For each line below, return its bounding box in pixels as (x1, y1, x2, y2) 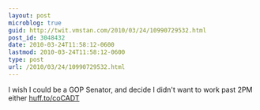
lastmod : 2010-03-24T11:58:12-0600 (8, 48, 126, 56)
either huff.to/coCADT (8, 93, 81, 103)
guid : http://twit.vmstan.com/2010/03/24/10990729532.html (8, 26, 207, 34)
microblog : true (8, 19, 62, 27)
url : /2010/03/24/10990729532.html (8, 63, 126, 71)
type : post (8, 56, 44, 64)
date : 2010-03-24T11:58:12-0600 (8, 41, 115, 49)
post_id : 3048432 (8, 33, 66, 42)
